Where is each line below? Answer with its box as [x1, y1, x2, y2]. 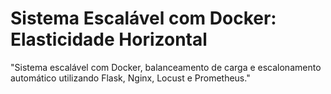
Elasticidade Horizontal [10, 28, 208, 51]
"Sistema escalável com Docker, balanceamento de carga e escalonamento [10, 61, 322, 73]
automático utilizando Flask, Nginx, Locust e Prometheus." [10, 72, 251, 84]
